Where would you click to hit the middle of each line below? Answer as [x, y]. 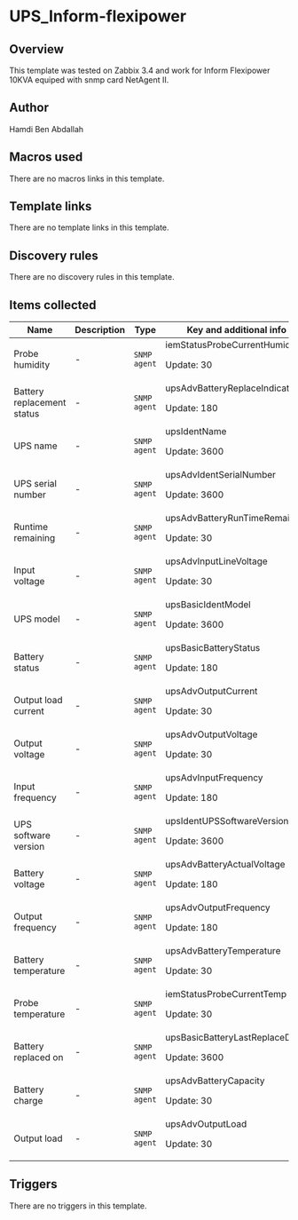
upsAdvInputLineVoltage [216, 561]
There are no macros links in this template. [87, 178]
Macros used [46, 157]
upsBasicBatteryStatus [213, 648]
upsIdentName [196, 432]
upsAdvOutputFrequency [218, 907]
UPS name [35, 446]
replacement [40, 403]
